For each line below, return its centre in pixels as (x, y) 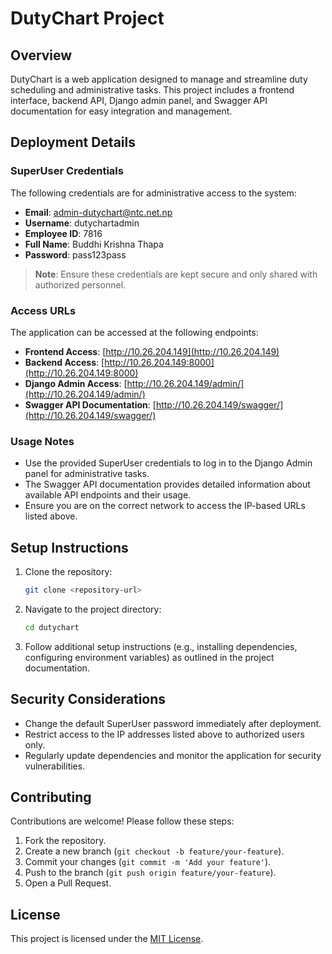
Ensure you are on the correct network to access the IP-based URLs (165, 506)
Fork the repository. (65, 841)
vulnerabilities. (55, 766)
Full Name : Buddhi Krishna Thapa (94, 244)
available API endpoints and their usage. (108, 495)
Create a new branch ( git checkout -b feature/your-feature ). (154, 851)
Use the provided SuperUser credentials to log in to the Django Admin (168, 463)
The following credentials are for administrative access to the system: (153, 193)
